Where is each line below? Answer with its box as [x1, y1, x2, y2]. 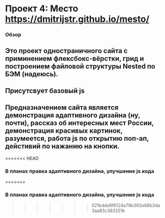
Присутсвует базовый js [5, 86, 85, 95]
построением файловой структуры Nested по [5, 62, 156, 70]
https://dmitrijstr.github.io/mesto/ [5, 13, 150, 25]
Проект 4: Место [5, 3, 79, 14]
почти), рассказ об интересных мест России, [5, 119, 154, 127]
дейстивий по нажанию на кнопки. [5, 142, 120, 151]
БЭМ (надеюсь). [5, 70, 59, 78]
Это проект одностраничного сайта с [5, 47, 128, 55]
